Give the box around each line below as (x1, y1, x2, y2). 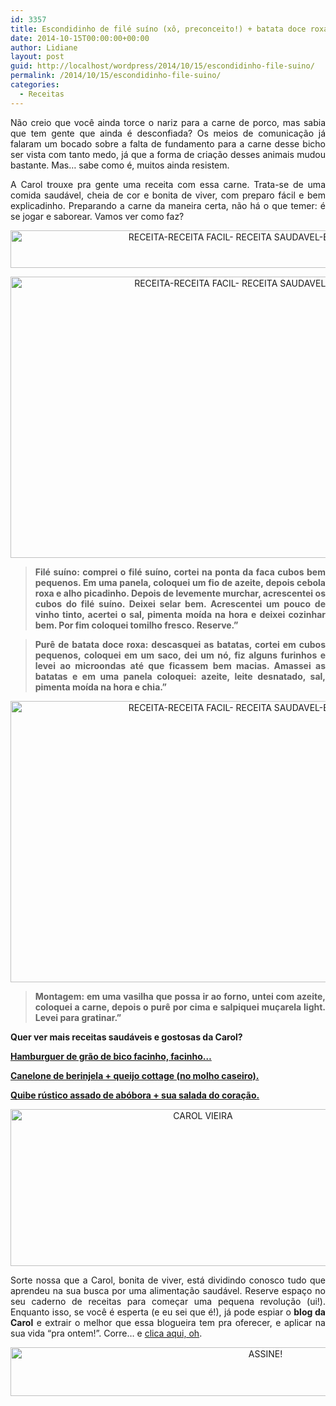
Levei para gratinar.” (34, 1011, 122, 1023)
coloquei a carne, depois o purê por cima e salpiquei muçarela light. (34, 1001, 326, 1013)
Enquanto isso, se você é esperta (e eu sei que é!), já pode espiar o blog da (10, 1306, 326, 1318)
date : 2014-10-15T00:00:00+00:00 (10, 33, 150, 43)
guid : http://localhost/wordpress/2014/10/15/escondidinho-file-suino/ (10, 61, 315, 71)
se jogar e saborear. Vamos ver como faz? (10, 210, 185, 222)
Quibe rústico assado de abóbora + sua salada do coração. (10, 1089, 260, 1101)
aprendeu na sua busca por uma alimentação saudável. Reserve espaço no (10, 1284, 326, 1296)
